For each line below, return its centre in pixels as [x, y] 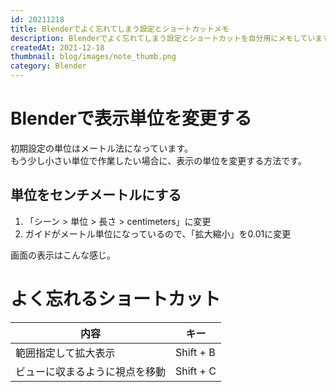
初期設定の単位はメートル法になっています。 [101, 148]
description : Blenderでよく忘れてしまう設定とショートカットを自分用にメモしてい [163, 38]
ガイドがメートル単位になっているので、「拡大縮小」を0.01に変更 [158, 233]
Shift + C [196, 371]
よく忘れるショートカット [116, 298]
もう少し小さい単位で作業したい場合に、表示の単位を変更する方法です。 [158, 160]
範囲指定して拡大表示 [65, 353]
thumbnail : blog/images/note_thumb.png [93, 57]
